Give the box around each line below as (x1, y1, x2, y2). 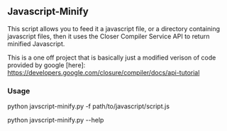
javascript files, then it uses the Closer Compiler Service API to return (7, 32, 210, 40)
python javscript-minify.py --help (7, 116, 104, 125)
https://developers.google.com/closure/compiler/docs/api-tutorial (7, 68, 200, 76)
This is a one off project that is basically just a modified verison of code (7, 53, 216, 62)
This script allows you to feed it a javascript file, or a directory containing (7, 24, 221, 33)
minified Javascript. (7, 39, 65, 48)
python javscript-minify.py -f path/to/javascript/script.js (7, 102, 170, 110)
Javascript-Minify (7, 6, 89, 18)
